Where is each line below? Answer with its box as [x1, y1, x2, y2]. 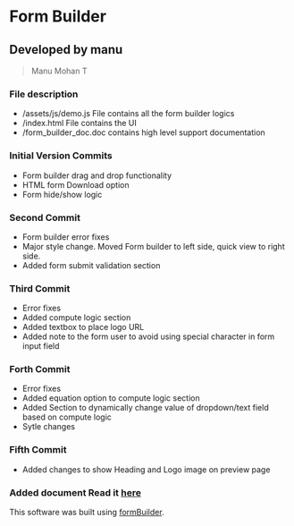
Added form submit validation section [21, 259, 161, 270]
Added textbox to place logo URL [21, 322, 145, 333]
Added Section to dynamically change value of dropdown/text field [21, 403, 270, 413]
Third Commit [9, 282, 71, 294]
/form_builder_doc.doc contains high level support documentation [21, 127, 265, 138]
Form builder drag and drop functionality [21, 170, 172, 181]
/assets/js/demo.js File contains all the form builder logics [21, 108, 235, 119]
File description [9, 88, 79, 100]
